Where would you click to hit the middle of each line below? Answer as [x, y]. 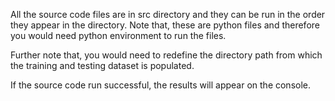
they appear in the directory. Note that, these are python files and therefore [165, 25]
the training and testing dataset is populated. [102, 65]
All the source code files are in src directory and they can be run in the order [168, 14]
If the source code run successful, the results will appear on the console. [161, 85]
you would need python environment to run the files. [118, 35]
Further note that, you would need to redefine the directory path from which [166, 55]
